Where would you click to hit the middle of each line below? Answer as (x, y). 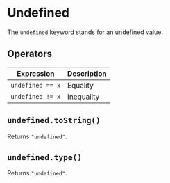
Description (87, 73)
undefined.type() (44, 157)
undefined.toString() (54, 121)
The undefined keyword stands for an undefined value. (85, 32)
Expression (35, 73)
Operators (30, 54)
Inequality (83, 97)
